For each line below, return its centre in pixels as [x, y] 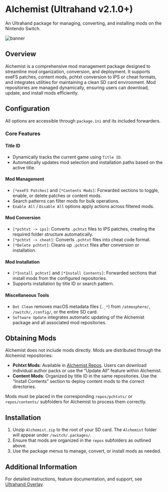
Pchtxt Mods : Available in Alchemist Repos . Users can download [79, 365]
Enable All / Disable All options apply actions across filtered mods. [83, 206]
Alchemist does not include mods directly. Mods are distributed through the [83, 350]
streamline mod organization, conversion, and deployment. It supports [78, 71]
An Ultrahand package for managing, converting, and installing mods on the [83, 23]
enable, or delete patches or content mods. [57, 195]
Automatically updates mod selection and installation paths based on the [88, 162]
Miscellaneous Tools [27, 295]
